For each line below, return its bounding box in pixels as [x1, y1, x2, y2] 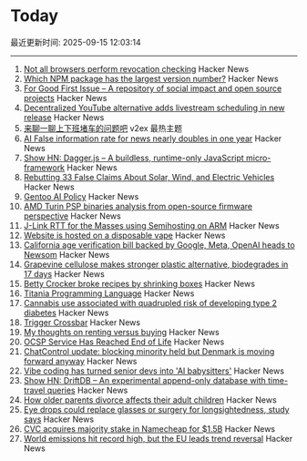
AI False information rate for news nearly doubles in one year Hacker [23, 133, 282, 144]
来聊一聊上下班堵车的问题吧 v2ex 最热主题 [23, 122, 183, 133]
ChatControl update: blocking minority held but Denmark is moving [23, 345, 275, 356]
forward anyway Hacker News [23, 355, 138, 366]
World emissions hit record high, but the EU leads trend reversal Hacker [23, 433, 293, 444]
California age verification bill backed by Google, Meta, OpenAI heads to [23, 239, 295, 251]
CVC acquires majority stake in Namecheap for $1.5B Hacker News [23, 423, 276, 434]
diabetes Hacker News [23, 307, 109, 318]
